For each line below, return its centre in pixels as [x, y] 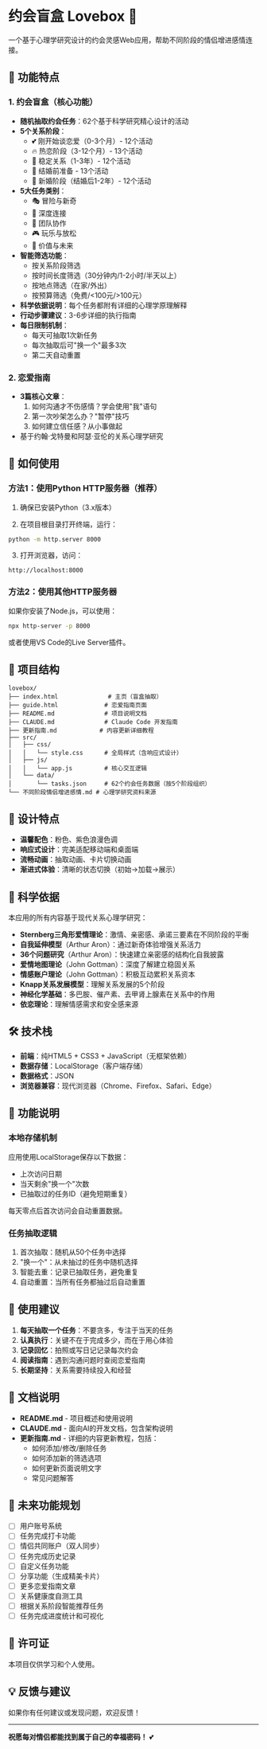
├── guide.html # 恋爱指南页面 [77, 706]
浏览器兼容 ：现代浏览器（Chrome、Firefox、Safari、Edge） [118, 1086]
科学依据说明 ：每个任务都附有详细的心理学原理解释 [103, 305]
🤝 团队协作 [49, 223]
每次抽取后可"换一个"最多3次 [79, 345]
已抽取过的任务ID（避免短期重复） [75, 1193]
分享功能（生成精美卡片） [62, 1576]
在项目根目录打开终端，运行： [68, 524]
